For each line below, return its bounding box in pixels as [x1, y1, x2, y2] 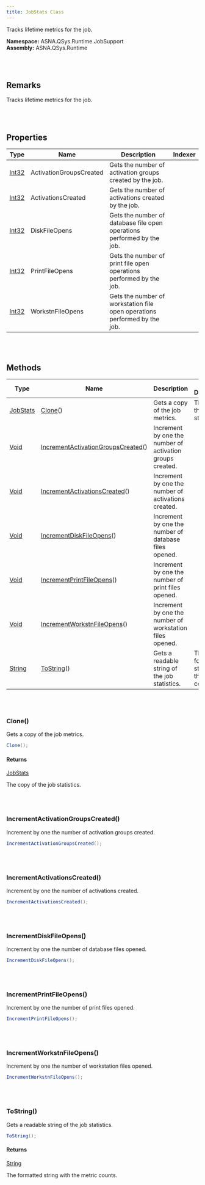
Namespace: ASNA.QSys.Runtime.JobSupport [6, 37, 124, 45]
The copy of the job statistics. [6, 781, 81, 789]
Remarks [6, 80, 41, 90]
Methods [6, 362, 41, 373]
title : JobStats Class [6, 9, 64, 15]
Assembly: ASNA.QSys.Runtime [6, 44, 88, 51]
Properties [6, 132, 48, 142]
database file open [109, 219, 163, 227]
